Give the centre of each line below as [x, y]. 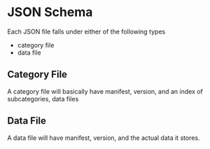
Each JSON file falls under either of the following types [86, 31]
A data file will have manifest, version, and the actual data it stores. [104, 138]
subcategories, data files [43, 99]
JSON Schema [50, 12]
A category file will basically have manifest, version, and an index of [105, 91]
